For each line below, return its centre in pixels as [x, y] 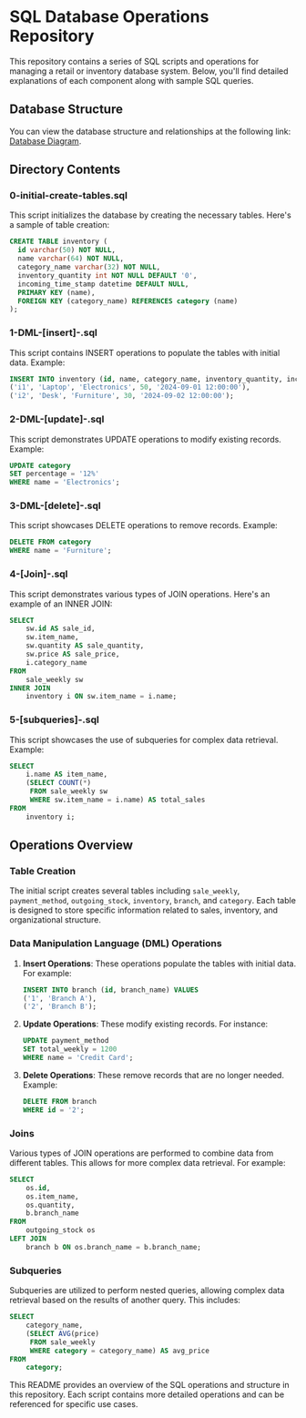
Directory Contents [65, 170]
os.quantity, [51, 1205]
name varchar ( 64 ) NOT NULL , [71, 259]
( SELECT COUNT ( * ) [59, 783]
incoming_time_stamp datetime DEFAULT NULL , [103, 284]
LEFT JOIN [28, 1239]
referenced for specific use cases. [74, 1404]
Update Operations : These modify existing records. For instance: [145, 1024]
